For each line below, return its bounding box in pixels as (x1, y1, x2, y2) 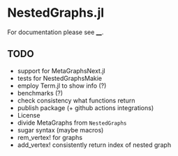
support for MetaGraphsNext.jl (17, 66, 106, 75)
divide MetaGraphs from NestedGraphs (17, 118, 127, 127)
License (17, 111, 40, 119)
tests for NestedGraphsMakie (17, 74, 103, 82)
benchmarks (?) (17, 88, 64, 97)
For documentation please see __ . (7, 28, 104, 36)
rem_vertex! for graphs (17, 133, 83, 141)
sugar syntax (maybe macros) (17, 125, 104, 134)
